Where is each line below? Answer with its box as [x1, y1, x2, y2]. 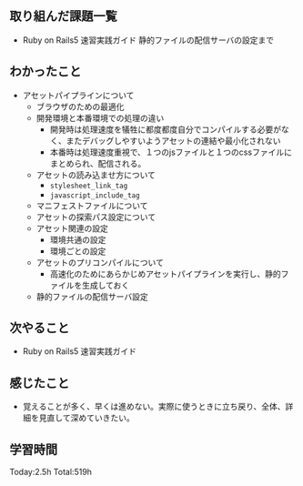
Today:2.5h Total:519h [9, 467, 93, 478]
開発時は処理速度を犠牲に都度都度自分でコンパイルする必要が [49, 124, 282, 135]
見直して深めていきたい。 [38, 412, 135, 423]
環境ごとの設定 [49, 245, 106, 257]
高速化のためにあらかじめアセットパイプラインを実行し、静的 [49, 268, 282, 279]
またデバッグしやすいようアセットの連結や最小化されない [66, 135, 281, 146]
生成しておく [81, 279, 130, 290]
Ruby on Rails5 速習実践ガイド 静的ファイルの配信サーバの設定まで [22, 35, 275, 46]
